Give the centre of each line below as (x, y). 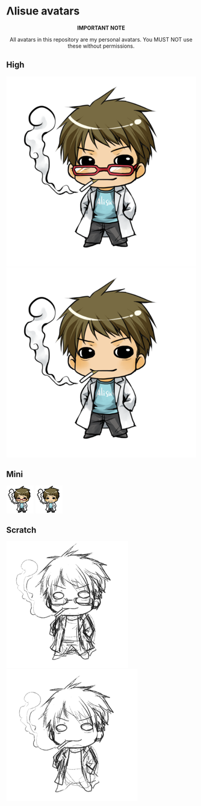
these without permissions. (101, 46)
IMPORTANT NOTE (101, 28)
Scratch (21, 530)
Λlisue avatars (43, 11)
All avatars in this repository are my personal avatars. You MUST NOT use (101, 39)
